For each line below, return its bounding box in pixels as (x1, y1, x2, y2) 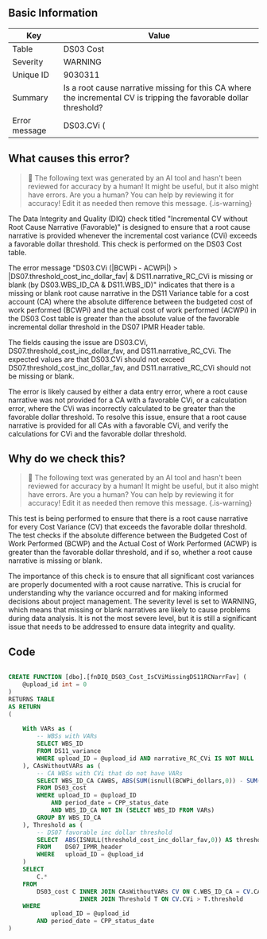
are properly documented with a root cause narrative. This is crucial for (8, 580, 242, 589)
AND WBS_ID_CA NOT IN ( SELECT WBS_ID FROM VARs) (50, 806, 215, 814)
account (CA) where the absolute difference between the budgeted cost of (8, 297, 253, 306)
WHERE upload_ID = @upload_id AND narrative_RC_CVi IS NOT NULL (37, 755, 254, 762)
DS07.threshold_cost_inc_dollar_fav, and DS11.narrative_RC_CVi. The (8, 346, 232, 355)
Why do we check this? (8, 452, 126, 466)
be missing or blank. (8, 371, 75, 381)
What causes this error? (8, 152, 130, 165)
